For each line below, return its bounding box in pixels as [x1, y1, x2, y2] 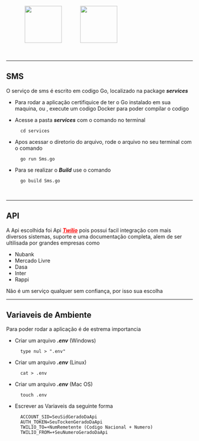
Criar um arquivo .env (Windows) [14, 337, 97, 345]
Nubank [14, 250, 34, 257]
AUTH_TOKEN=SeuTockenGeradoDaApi [20, 419, 103, 425]
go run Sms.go [20, 156, 55, 162]
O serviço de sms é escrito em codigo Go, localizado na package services [6, 87, 188, 94]
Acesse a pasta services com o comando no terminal [14, 116, 146, 123]
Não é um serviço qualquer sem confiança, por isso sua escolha [6, 287, 163, 294]
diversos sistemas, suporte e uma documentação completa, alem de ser [6, 233, 182, 240]
